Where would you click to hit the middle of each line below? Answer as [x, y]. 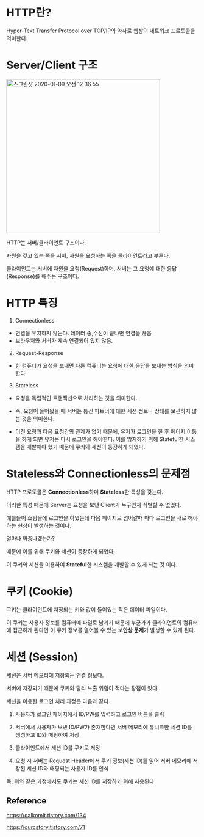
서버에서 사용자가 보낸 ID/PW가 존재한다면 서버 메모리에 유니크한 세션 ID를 [104, 727]
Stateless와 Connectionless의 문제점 [98, 473]
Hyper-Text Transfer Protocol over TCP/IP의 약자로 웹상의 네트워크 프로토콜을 [101, 31]
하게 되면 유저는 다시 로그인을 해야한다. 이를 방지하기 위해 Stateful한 [103, 439]
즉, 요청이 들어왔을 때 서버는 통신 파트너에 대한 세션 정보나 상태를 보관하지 [103, 411]
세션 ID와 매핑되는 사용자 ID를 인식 [68, 768]
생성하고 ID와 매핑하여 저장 [47, 734]
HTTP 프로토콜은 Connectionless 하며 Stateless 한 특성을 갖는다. [85, 492]
